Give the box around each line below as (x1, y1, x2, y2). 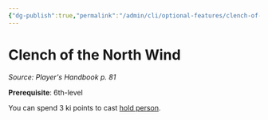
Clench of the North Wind (8, 45, 181, 64)
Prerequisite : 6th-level (8, 87, 84, 97)
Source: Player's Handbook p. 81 (8, 72, 116, 82)
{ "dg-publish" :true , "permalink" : (8, 11, 120, 20)
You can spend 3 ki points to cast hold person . (8, 103, 161, 112)
